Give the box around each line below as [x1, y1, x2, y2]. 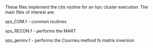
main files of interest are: [5, 9, 55, 15]
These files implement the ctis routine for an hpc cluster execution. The [5, 4, 149, 10]
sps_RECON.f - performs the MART [5, 28, 76, 33]
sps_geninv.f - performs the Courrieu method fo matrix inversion [5, 37, 135, 43]
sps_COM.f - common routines [5, 19, 67, 24]
